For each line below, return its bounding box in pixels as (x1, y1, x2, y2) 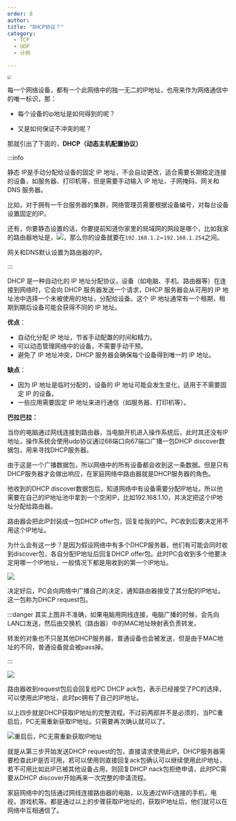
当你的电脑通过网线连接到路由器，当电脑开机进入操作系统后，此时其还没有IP (7, 427, 228, 437)
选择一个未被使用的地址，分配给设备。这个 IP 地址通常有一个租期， (25, 294, 220, 303)
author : (7, 17, 30, 24)
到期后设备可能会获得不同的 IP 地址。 (13, 303, 122, 311)
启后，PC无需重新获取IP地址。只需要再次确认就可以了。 (7, 717, 169, 725)
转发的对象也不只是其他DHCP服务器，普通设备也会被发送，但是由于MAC (7, 634, 218, 642)
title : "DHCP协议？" (7, 23, 65, 30)
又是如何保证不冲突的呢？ (17, 124, 92, 132)
